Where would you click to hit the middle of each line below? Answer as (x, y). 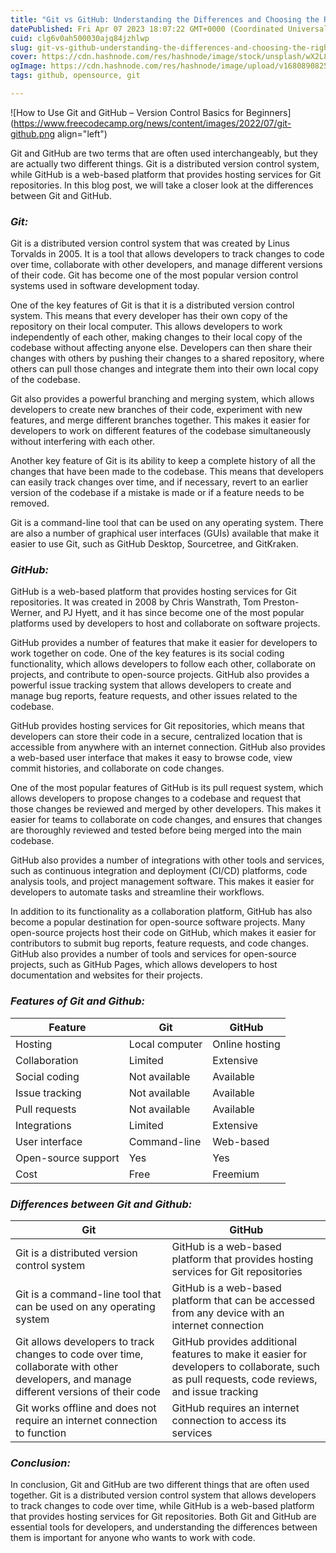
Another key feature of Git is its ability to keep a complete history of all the (163, 461)
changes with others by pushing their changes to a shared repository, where (167, 358)
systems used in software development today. (105, 286)
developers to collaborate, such (246, 1367)
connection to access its (229, 1421)
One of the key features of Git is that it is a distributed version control (152, 305)
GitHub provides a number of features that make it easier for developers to (164, 643)
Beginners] (268, 112)
